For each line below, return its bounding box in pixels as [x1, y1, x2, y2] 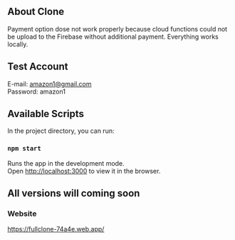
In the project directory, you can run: [7, 126, 115, 135]
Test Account [7, 61, 68, 73]
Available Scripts [7, 108, 84, 120]
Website [7, 209, 37, 219]
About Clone [7, 6, 65, 18]
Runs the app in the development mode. [7, 159, 125, 167]
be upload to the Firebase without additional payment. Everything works [7, 32, 219, 41]
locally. [7, 39, 28, 49]
